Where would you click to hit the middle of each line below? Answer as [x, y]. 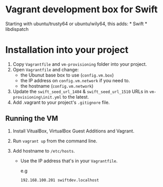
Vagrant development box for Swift [81, 10]
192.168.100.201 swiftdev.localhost [60, 180]
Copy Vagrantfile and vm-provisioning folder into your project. [80, 64]
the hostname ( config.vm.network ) [57, 86]
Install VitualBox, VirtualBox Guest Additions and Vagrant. [74, 131]
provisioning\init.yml [37, 97]
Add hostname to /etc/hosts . [44, 151]
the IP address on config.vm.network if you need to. [75, 80]
